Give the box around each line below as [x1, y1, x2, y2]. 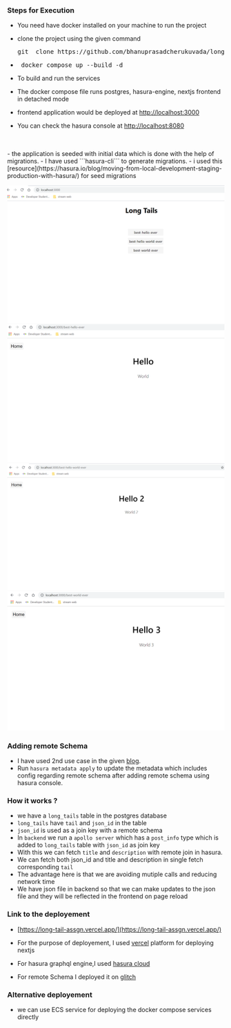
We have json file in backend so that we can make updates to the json [17, 885, 216, 893]
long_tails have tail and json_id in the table [17, 819, 147, 827]
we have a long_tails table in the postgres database [17, 811, 168, 820]
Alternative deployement [7, 989, 93, 999]
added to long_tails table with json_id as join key [17, 841, 160, 849]
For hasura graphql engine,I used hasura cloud [17, 959, 150, 967]
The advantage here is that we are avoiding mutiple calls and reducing [17, 870, 217, 878]
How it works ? [7, 796, 58, 806]
